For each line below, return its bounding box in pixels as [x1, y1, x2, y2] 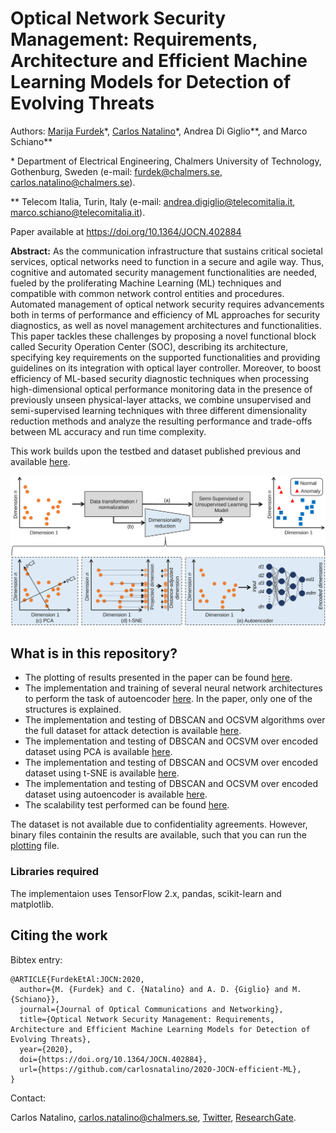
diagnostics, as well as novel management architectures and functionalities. [10, 319, 322, 331]
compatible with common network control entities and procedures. [10, 287, 285, 299]
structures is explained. [24, 703, 122, 716]
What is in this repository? [10, 645, 178, 662]
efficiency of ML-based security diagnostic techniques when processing [10, 372, 309, 384]
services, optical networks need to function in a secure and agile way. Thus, [10, 255, 325, 267]
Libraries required [10, 865, 100, 879]
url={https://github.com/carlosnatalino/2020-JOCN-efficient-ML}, [19, 1064, 302, 1074]
